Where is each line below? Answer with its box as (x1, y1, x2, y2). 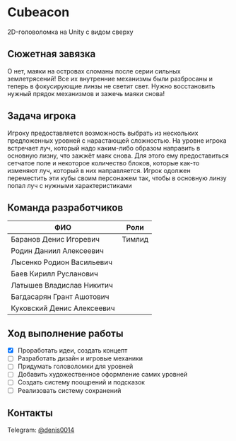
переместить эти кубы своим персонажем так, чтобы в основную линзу (7, 174, 228, 182)
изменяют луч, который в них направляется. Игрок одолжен (7, 166, 191, 175)
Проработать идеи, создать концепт (17, 346, 128, 355)
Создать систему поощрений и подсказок (17, 378, 146, 387)
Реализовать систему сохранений (17, 386, 122, 394)
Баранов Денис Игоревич (11, 235, 100, 245)
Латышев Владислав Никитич (11, 281, 113, 290)
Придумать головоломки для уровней (17, 362, 134, 371)
